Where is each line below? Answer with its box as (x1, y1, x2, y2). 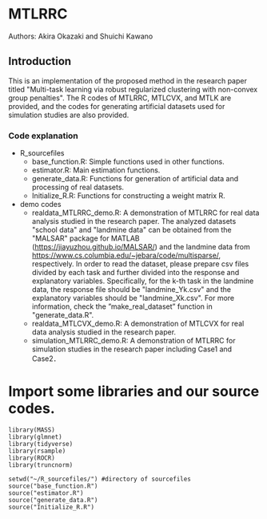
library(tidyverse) (8, 440, 74, 448)
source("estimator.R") (8, 489, 84, 497)
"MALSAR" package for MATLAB (31, 233, 140, 243)
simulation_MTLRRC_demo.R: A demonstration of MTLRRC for (31, 336, 236, 346)
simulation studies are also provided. (8, 110, 130, 120)
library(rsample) (8, 447, 66, 455)
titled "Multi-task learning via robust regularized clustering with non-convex (8, 84, 258, 94)
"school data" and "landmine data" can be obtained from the (31, 225, 232, 235)
